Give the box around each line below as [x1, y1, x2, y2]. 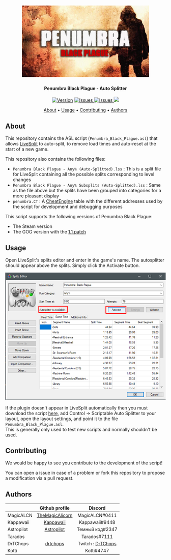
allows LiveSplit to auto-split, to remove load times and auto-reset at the [5, 141, 156, 147]
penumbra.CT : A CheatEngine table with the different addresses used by [12, 198, 163, 204]
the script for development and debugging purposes [12, 203, 123, 210]
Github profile [40, 505, 70, 511]
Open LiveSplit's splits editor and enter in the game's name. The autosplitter [5, 257, 164, 263]
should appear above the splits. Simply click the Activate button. [5, 262, 140, 269]
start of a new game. [5, 146, 49, 152]
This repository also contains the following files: [5, 156, 106, 162]
